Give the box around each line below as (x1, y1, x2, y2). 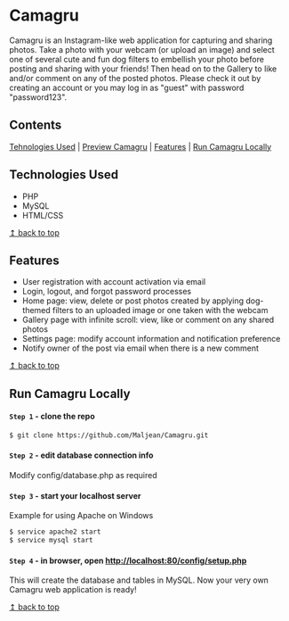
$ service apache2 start (9, 527, 101, 536)
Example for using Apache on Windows (9, 510, 154, 521)
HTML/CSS (21, 210, 64, 220)
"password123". (9, 91, 68, 103)
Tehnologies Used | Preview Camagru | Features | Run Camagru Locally (9, 141, 272, 152)
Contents (9, 118, 62, 133)
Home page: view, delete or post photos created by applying (21, 295, 245, 306)
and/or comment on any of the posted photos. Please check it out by (9, 72, 261, 83)
